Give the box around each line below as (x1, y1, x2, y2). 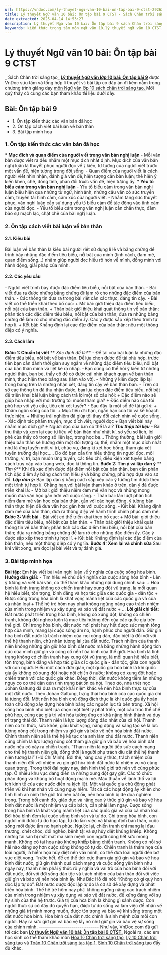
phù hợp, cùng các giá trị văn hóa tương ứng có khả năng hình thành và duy (5, 712, 161, 718)
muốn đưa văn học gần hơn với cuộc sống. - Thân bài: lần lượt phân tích (5, 492, 153, 498)
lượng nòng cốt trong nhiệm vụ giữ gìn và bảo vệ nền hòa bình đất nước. (5, 728, 153, 734)
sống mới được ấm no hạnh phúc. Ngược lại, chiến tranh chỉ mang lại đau (5, 823, 155, 829)
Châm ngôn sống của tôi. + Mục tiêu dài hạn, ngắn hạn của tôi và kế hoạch (5, 408, 159, 413)
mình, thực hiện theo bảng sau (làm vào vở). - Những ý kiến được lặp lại (5, 376, 152, 382)
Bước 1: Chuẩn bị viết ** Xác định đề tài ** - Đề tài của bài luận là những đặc (5, 349, 162, 355)
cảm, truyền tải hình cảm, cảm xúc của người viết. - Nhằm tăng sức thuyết (5, 195, 157, 201)
